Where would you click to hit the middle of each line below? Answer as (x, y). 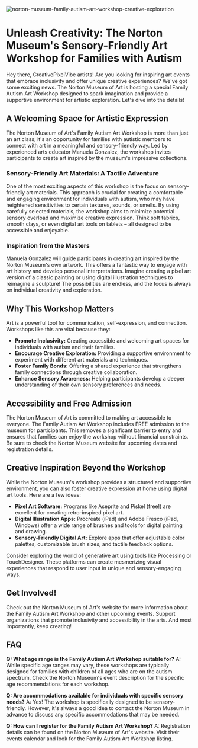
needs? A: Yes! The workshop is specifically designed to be (79, 702)
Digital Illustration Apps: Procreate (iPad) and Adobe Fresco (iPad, (96, 519)
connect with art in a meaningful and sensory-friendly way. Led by (87, 145)
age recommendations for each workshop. (58, 684)
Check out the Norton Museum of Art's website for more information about (97, 607)
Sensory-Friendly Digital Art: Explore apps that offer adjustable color (100, 538)
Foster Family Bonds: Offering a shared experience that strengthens (98, 366)
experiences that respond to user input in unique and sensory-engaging (94, 568)
